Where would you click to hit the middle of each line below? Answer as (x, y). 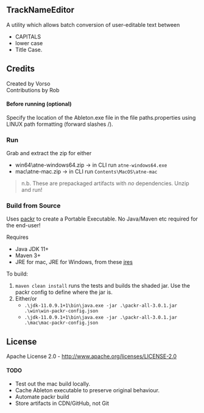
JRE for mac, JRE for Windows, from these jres (74, 262)
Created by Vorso (28, 83)
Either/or (26, 299)
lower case (29, 43)
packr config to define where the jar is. (64, 292)
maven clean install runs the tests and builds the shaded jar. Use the (103, 286)
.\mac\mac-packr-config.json (61, 323)
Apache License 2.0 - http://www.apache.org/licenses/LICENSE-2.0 (92, 356)
